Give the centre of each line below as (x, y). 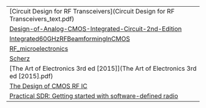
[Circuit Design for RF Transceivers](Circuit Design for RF (92, 11)
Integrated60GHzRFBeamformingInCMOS (70, 39)
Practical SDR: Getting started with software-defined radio (94, 96)
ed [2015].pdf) (31, 76)
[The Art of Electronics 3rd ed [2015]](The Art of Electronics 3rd (103, 68)
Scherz (20, 59)
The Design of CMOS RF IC (48, 86)
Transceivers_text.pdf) (42, 19)
